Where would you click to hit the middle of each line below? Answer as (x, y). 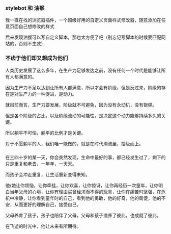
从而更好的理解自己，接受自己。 (48, 204)
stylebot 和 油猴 (25, 8)
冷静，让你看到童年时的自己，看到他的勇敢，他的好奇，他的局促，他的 (88, 198)
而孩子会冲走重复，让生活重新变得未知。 (48, 174)
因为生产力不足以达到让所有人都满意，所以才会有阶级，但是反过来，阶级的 (83, 87)
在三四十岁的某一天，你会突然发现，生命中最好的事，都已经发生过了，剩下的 (85, 157)
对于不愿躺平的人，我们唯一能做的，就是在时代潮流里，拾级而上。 (74, 143)
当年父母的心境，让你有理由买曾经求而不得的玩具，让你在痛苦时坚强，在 (85, 192)
